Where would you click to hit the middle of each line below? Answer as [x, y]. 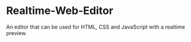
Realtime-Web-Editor [60, 11]
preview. [17, 33]
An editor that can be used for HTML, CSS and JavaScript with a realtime [96, 27]
